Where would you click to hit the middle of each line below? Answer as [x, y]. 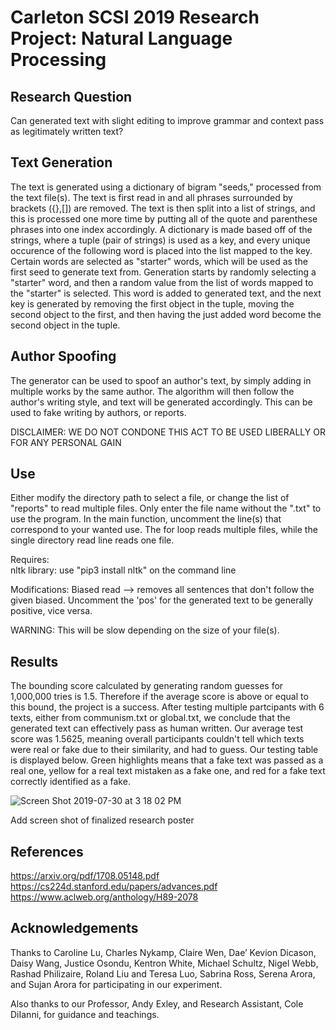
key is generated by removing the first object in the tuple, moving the [152, 303]
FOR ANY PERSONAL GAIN [66, 442]
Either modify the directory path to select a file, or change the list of [150, 498]
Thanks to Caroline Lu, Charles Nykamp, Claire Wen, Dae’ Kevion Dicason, [163, 952]
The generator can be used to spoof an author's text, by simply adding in [161, 380]
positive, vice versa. [51, 611]
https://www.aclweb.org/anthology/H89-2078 [104, 897]
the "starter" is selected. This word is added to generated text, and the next [166, 293]
